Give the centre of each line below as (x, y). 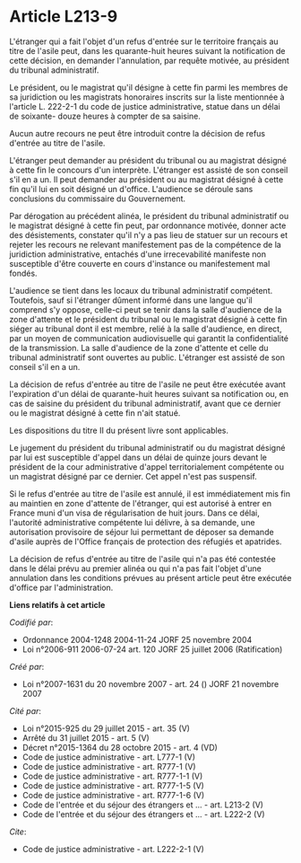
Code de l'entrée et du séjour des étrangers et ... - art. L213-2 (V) (143, 805)
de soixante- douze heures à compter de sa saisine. (105, 116)
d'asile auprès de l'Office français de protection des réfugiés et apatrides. (146, 542)
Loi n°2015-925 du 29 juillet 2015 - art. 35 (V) (106, 728)
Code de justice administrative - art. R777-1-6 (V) (113, 795)
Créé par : (27, 666)
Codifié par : (31, 622)
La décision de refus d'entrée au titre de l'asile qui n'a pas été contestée (142, 559)
